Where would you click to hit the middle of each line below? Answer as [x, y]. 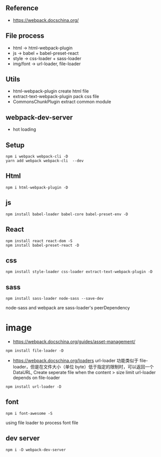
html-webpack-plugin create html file [51, 91]
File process [25, 36]
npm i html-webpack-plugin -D [37, 187]
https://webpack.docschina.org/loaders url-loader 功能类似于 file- [80, 361]
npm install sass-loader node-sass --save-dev [55, 299]
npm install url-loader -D [34, 387]
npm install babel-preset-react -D [42, 245]
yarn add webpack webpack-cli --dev [45, 161]
